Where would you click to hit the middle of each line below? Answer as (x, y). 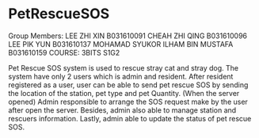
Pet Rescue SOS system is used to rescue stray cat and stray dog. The (124, 67)
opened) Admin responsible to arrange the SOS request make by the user (128, 102)
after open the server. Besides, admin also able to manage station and (122, 110)
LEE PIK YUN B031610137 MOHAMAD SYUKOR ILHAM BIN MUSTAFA (121, 44)
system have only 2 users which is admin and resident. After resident (121, 76)
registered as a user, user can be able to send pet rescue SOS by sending (128, 85)
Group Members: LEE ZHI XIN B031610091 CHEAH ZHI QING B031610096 (128, 36)
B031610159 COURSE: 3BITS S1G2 (64, 52)
